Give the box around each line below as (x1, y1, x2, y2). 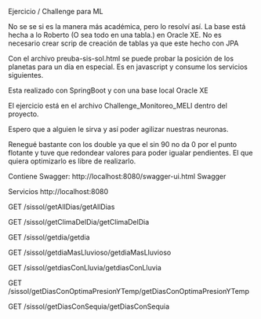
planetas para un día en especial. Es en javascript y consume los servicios (8, 62, 248, 71)
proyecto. (8, 109, 39, 119)
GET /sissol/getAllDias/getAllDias (8, 202, 115, 211)
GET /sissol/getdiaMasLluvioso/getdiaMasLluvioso (8, 247, 172, 257)
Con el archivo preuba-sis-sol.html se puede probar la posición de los (8, 54, 234, 63)
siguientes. (8, 71, 44, 79)
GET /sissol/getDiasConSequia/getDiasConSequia (8, 302, 170, 311)
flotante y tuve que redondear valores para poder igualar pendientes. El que (8, 148, 253, 157)
